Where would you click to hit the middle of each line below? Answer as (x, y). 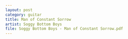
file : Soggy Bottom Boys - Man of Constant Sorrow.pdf (64, 29)
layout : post (19, 10)
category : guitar (24, 15)
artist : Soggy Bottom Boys (34, 24)
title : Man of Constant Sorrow (38, 19)
